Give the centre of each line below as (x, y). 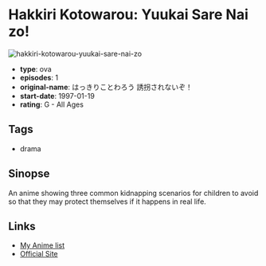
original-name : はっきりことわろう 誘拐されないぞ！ (106, 87)
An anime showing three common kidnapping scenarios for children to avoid (133, 193)
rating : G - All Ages (51, 104)
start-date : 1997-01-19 (57, 96)
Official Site (39, 254)
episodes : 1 (39, 77)
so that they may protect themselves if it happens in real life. (108, 201)
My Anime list (42, 245)
